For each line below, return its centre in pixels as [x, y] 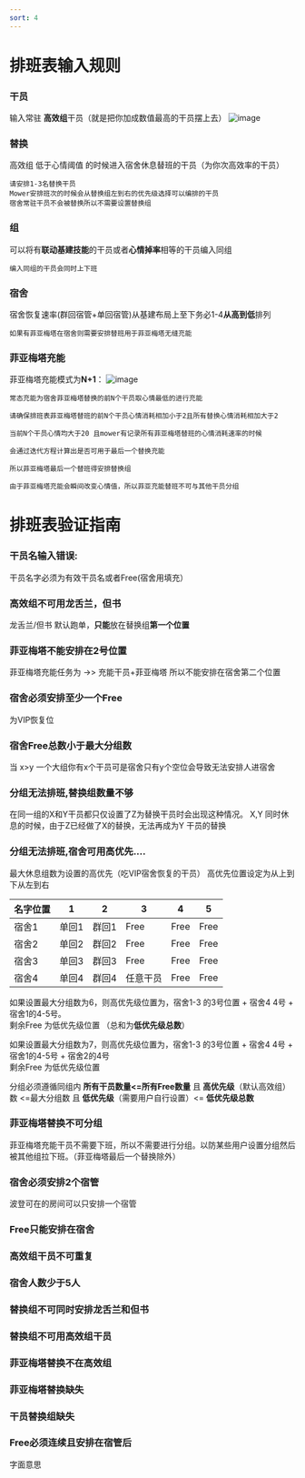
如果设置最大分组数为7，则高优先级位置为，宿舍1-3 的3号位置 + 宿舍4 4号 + [151, 1044]
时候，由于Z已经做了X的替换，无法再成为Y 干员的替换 [126, 826]
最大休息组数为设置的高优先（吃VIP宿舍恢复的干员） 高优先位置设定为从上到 [152, 873]
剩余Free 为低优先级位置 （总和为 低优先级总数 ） [100, 1025]
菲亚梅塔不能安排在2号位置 [68, 651]
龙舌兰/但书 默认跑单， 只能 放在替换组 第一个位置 [99, 625]
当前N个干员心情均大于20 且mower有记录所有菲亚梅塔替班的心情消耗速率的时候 [136, 434]
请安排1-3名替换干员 [43, 184]
